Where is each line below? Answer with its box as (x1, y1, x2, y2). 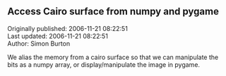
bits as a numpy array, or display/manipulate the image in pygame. (7, 60, 200, 69)
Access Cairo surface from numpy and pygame (7, 6, 219, 18)
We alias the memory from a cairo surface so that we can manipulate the (7, 53, 219, 61)
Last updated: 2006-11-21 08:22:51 (7, 32, 108, 40)
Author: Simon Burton (7, 39, 71, 48)
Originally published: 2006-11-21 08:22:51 (7, 24, 129, 32)
